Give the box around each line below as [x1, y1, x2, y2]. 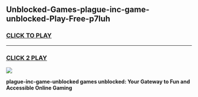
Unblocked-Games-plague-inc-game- [6, 5, 150, 15]
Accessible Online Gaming [6, 84, 72, 91]
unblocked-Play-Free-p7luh [6, 14, 111, 24]
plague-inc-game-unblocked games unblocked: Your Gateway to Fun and [6, 78, 190, 85]
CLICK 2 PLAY [6, 53, 47, 62]
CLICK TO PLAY [6, 32, 52, 40]
